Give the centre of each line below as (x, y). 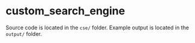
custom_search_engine (65, 11)
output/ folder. (24, 33)
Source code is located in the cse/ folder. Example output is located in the (97, 27)
